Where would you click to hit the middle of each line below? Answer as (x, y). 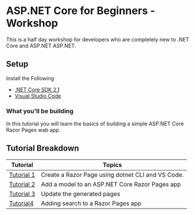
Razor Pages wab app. (33, 130)
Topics (112, 165)
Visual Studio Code (38, 95)
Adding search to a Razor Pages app (91, 203)
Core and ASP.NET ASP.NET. (41, 46)
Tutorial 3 (22, 193)
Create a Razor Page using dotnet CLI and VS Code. (112, 175)
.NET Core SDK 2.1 (37, 90)
